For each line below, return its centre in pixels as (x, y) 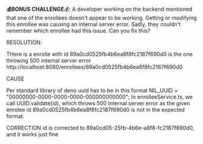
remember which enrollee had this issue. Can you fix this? (78, 31)
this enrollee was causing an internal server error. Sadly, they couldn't (94, 24)
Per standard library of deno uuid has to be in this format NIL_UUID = (92, 90)
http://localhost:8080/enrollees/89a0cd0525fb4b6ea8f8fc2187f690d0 (95, 67)
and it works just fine (32, 134)
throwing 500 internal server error (49, 61)
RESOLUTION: (24, 42)
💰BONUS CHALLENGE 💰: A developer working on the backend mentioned (99, 9)
